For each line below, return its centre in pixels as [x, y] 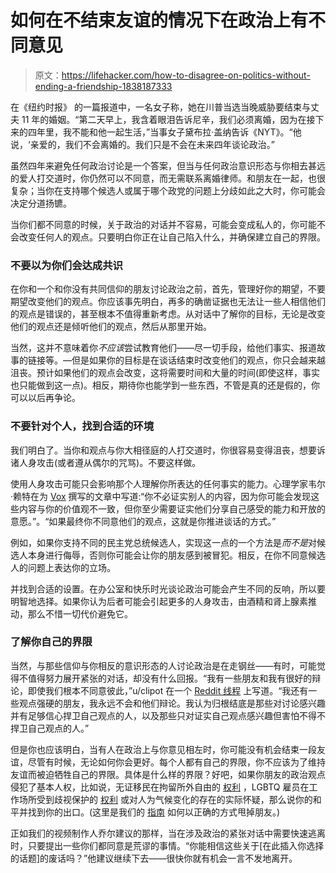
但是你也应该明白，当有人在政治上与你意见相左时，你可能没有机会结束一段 [163, 749]
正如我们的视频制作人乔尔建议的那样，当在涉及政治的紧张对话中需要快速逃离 [168, 833]
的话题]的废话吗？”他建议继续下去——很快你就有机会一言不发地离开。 [154, 858]
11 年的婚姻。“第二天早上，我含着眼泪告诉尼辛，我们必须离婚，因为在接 [168, 119]
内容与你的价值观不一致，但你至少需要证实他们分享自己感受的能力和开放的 [172, 508]
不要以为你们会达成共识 [66, 265]
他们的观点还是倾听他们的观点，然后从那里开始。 [111, 327]
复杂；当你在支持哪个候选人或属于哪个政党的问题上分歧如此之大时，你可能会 [168, 190]
